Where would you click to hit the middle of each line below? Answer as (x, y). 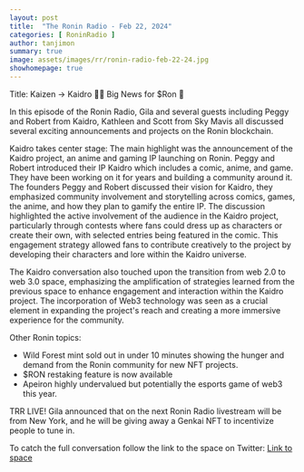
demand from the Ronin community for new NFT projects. (130, 364)
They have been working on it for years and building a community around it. (151, 177)
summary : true (36, 52)
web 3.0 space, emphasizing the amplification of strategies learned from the (152, 281)
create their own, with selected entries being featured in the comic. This (144, 235)
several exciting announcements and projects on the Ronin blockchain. (142, 130)
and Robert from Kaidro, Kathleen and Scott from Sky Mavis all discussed (147, 121)
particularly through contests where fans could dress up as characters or (146, 225)
